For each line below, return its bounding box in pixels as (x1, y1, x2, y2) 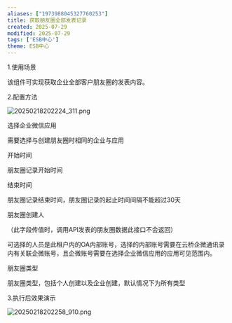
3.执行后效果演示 (7, 294, 56, 302)
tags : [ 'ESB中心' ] (7, 36, 59, 43)
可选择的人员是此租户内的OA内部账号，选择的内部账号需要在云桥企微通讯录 (7, 240, 225, 249)
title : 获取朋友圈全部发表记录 (7, 17, 87, 24)
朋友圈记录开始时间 (7, 166, 63, 174)
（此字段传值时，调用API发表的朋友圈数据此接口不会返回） (7, 226, 177, 233)
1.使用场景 (7, 63, 36, 71)
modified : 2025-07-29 (7, 29, 71, 37)
